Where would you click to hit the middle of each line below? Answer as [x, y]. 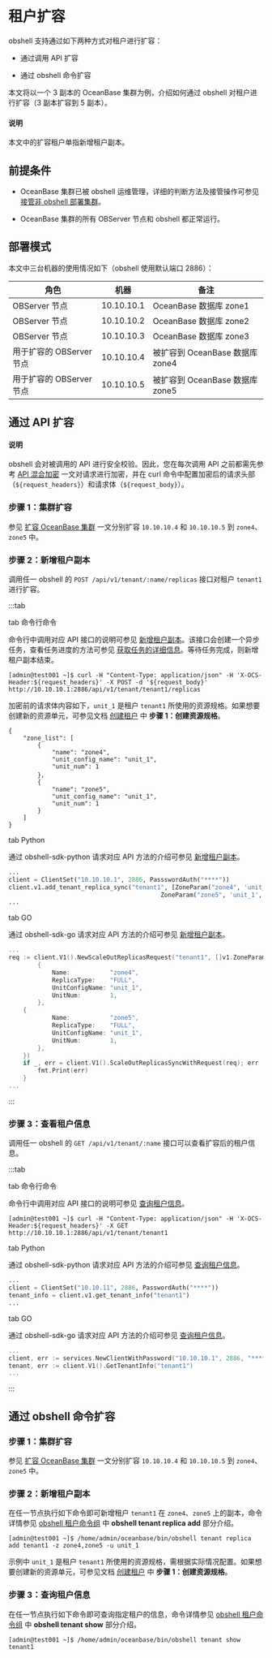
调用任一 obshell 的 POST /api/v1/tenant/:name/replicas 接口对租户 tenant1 [135, 579]
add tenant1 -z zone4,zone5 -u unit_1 [74, 1546]
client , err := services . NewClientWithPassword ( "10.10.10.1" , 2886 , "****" [139, 1358]
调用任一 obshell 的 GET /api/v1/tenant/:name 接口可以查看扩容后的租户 [128, 1143]
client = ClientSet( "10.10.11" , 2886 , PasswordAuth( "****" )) [114, 1288]
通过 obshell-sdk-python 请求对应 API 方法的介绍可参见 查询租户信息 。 [126, 1265]
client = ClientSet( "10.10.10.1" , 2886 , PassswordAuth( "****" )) [119, 879]
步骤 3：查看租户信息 [49, 1124]
